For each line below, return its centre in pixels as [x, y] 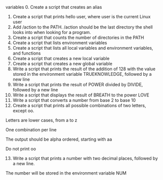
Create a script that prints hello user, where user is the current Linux [82, 16]
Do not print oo [21, 149]
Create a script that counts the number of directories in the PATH [78, 37]
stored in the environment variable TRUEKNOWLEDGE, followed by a [82, 74]
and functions [27, 53]
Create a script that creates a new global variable [62, 64]
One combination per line [31, 130]
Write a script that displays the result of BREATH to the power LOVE [81, 95]
